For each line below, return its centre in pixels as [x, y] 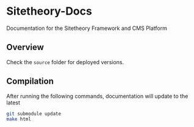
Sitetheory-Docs [49, 11]
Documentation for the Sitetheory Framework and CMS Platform [87, 28]
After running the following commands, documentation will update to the [97, 96]
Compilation [30, 82]
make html [19, 119]
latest [13, 103]
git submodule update [34, 114]
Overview [25, 47]
